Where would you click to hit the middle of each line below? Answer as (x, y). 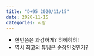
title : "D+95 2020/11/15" (38, 11)
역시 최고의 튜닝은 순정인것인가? (51, 47)
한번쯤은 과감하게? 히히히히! (47, 40)
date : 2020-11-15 (27, 17)
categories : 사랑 (26, 22)
